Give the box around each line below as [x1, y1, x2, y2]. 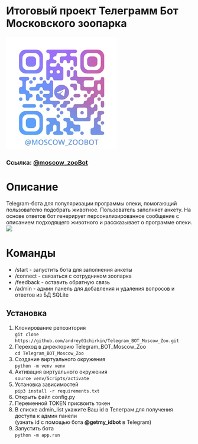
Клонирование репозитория [14, 324, 86, 331]
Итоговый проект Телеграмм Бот [6, 4, 178, 18]
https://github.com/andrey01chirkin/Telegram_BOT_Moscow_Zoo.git [14, 337, 179, 344]
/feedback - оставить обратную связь [14, 278, 111, 285]
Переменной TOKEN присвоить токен [14, 400, 111, 407]
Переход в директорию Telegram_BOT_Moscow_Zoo [14, 343, 147, 350]
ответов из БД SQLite [14, 291, 69, 298]
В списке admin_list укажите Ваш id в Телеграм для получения [14, 406, 173, 413]
